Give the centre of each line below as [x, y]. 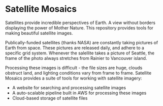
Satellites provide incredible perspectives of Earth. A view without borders [80, 23]
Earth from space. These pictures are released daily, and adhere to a [75, 48]
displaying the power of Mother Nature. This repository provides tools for [79, 27]
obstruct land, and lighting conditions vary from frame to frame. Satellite [78, 73]
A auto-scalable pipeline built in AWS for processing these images [79, 93]
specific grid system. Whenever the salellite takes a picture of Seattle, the [80, 53]
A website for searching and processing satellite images [69, 87]
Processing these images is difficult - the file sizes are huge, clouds [74, 68]
